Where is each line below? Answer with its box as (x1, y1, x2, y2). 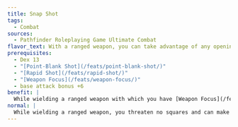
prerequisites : (7, 50, 52, 57)
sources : (7, 30, 33, 37)
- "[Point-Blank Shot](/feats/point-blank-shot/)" (13, 63, 166, 70)
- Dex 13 (13, 56, 40, 64)
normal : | (7, 102, 37, 109)
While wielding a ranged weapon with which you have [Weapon (13, 96, 198, 103)
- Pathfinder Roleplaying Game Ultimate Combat (13, 37, 157, 44)
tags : (7, 17, 23, 24)
